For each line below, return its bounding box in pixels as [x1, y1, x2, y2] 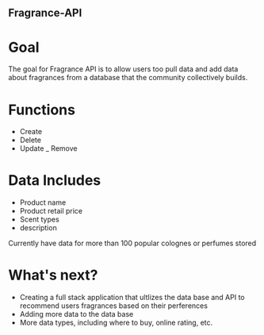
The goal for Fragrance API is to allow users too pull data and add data [8, 64, 239, 74]
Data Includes [8, 171, 101, 190]
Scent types [19, 214, 59, 225]
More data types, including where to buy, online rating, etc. [19, 318, 213, 328]
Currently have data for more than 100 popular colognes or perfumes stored [8, 238, 257, 248]
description [19, 223, 57, 233]
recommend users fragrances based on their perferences [19, 301, 209, 310]
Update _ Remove [19, 144, 78, 153]
